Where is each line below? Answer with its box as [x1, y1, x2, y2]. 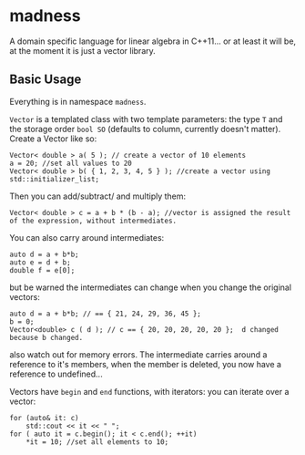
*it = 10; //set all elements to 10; [25, 437, 169, 447]
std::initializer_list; [9, 174, 100, 183]
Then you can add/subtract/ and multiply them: [9, 191, 187, 202]
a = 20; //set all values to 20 [9, 159, 132, 168]
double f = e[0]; [9, 265, 76, 274]
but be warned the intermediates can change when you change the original [9, 282, 292, 293]
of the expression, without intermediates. [9, 216, 178, 225]
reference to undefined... [9, 368, 103, 379]
